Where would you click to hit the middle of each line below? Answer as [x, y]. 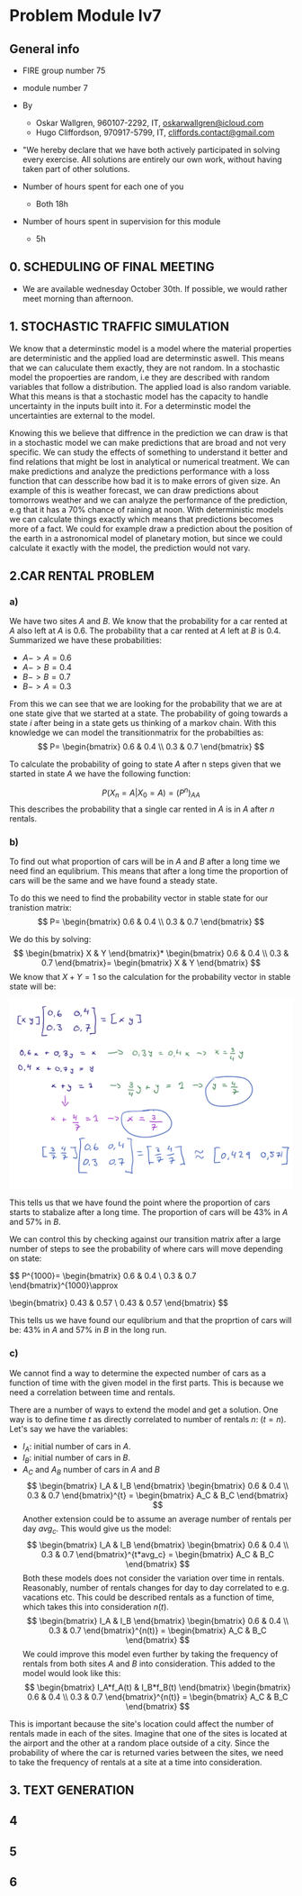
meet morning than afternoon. [78, 298]
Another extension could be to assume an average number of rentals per [157, 1519]
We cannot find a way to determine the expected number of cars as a [138, 1373]
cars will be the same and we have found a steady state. [113, 881]
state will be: [33, 986]
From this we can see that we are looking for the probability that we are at [146, 704]
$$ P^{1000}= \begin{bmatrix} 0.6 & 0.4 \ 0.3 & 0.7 [103, 1276]
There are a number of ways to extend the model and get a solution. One [144, 1410]
